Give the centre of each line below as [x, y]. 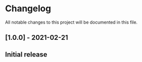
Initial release [26, 54]
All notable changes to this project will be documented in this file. [71, 22]
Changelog [28, 9]
